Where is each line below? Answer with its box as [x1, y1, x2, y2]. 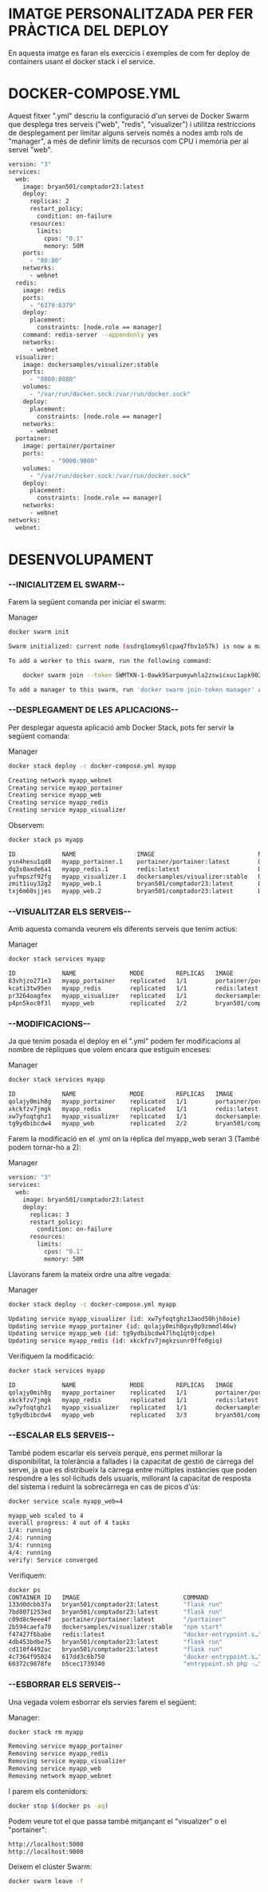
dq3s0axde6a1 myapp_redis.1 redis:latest [8, 865, 180, 873]
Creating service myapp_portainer [8, 783, 124, 792]
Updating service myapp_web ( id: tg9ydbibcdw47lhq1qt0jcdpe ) [8, 1330, 216, 1338]
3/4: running [8, 1541, 52, 1550]
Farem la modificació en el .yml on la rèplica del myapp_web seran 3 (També [8, 1134, 260, 1144]
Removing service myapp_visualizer [8, 1757, 127, 1765]
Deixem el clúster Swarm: [8, 1862, 93, 1871]
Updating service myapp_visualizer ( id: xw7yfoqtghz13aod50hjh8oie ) [8, 1315, 241, 1322]
